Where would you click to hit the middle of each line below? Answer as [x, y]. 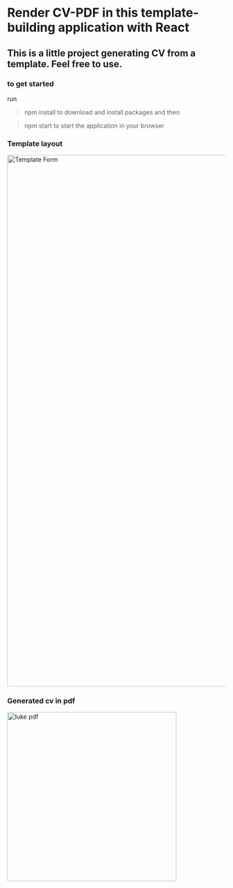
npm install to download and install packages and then [102, 112]
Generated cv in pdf [41, 701]
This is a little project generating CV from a [102, 53]
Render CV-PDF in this [73, 13]
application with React [123, 27]
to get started [31, 83]
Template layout [35, 144]
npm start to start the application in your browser [94, 126]
